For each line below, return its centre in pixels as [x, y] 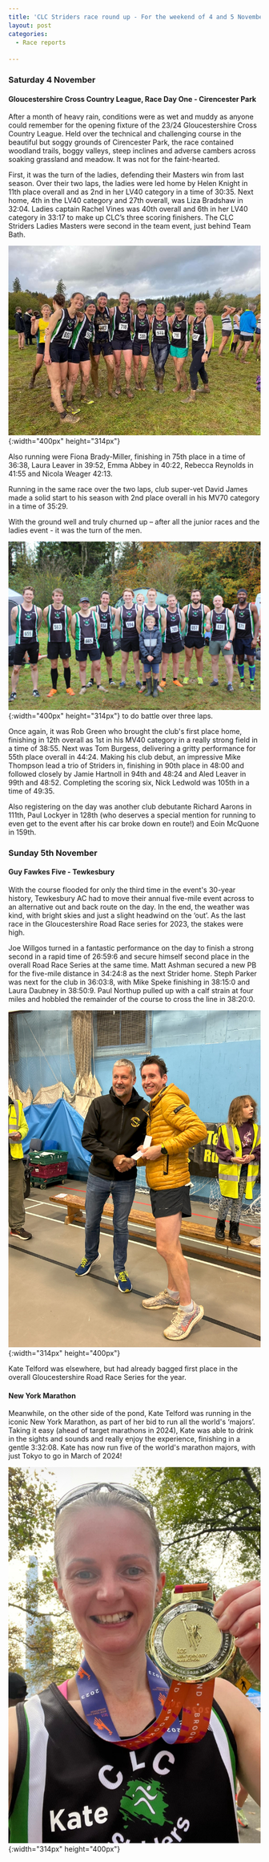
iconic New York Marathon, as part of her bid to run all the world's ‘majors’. [132, 1422]
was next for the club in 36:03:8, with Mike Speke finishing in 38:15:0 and [129, 982]
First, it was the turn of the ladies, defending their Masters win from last [126, 175]
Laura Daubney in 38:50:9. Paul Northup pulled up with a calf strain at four [131, 991]
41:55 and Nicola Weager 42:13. [61, 474]
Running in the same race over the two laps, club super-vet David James [128, 489]
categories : [28, 34]
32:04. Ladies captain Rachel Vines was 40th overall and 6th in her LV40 [128, 209]
